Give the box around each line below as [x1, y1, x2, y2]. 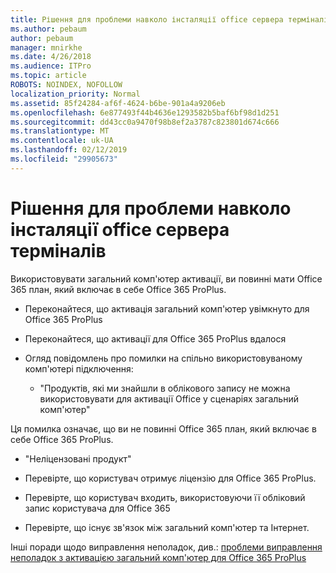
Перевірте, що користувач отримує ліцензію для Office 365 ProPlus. [24, 472, 317, 484]
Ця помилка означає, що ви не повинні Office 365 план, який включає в [10, 422, 317, 435]
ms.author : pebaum [10, 24, 87, 34]
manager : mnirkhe [10, 42, 83, 53]
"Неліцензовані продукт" [24, 452, 132, 465]
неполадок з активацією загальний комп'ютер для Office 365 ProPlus [10, 551, 307, 563]
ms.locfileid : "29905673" [10, 154, 118, 164]
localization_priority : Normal [10, 89, 141, 99]
